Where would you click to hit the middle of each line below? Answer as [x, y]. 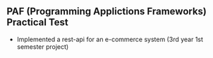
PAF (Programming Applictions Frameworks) [107, 12]
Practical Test [37, 23]
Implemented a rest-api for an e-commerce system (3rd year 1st [110, 39]
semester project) [43, 46]
